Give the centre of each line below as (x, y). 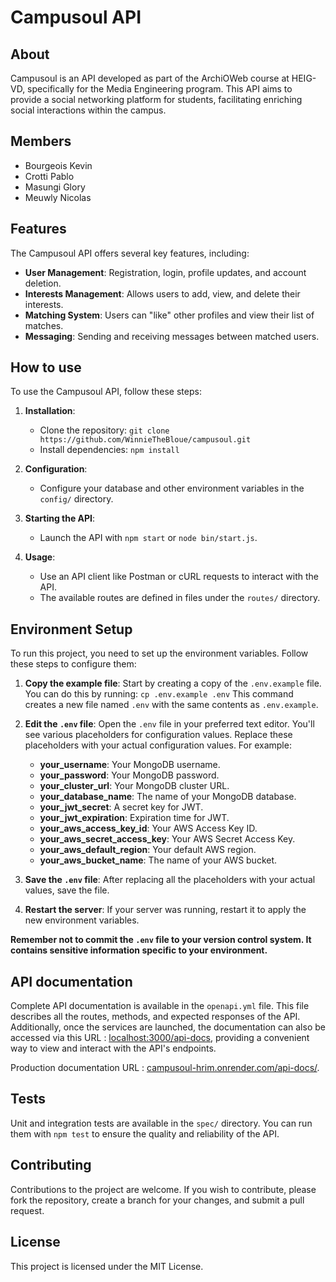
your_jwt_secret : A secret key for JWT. (121, 807)
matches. (44, 325)
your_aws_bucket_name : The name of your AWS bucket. (158, 860)
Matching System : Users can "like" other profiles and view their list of (169, 315)
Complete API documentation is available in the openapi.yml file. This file (160, 1006)
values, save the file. (67, 890)
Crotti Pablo (49, 176)
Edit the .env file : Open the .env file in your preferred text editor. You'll (169, 724)
